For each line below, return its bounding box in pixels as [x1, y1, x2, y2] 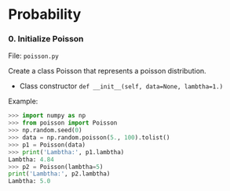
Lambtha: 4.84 [8, 155, 55, 164]
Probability [8, 5, 82, 23]
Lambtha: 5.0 [8, 178, 51, 186]
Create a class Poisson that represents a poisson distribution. [8, 67, 206, 76]
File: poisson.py [8, 51, 59, 60]
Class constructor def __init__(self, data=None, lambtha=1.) [19, 81, 224, 91]
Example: [8, 96, 38, 106]
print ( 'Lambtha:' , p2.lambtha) [8, 170, 111, 178]
